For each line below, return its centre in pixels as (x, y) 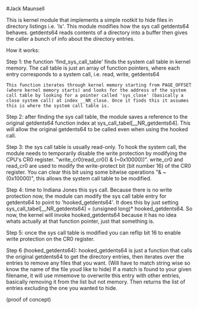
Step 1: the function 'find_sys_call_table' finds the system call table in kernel (98, 62)
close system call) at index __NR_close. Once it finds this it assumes (98, 100)
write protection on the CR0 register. (51, 239)
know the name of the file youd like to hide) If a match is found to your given (99, 269)
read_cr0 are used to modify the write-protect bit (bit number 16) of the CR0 (99, 166)
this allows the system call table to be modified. (94, 178)
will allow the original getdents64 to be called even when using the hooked (97, 129)
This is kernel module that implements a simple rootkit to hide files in (90, 20)
